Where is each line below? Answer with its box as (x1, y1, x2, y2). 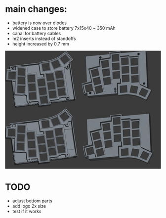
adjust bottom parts (12, 198, 53, 204)
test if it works (12, 208, 41, 214)
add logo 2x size (12, 203, 46, 209)
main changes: (5, 3, 68, 15)
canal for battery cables (12, 30, 61, 36)
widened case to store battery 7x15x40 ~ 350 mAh (12, 25, 116, 31)
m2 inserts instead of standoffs (12, 36, 76, 42)
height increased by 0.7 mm (12, 41, 69, 46)
